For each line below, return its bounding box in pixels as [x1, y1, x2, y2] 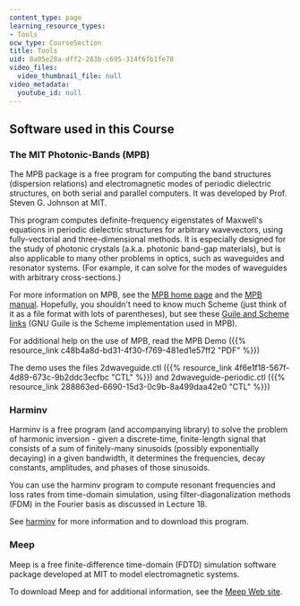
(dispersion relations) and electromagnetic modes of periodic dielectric [9, 179, 271, 189]
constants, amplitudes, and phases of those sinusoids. [9, 462, 210, 473]
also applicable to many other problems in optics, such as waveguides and [9, 253, 285, 264]
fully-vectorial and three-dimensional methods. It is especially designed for [9, 234, 287, 245]
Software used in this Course [9, 121, 175, 136]
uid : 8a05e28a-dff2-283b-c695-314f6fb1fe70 [9, 55, 175, 64]
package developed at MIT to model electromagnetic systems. [9, 568, 240, 579]
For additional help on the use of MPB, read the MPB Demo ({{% [9, 336, 246, 347]
